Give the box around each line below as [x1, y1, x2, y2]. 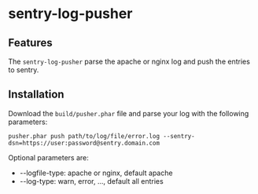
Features [8, 36, 53, 49]
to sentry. [8, 65, 39, 75]
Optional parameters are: [8, 152, 89, 162]
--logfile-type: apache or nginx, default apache [19, 168, 173, 178]
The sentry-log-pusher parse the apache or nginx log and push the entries [8, 57, 250, 66]
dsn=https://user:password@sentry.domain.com [8, 139, 160, 147]
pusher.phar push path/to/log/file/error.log [8, 132, 160, 140]
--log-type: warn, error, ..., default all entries [19, 176, 164, 185]
